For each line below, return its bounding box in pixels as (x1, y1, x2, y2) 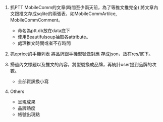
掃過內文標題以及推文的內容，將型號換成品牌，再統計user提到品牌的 (10, 62, 152, 67)
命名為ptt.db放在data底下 (17, 28, 71, 34)
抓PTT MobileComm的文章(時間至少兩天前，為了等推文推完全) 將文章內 (10, 5, 158, 10)
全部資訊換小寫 (17, 78, 49, 84)
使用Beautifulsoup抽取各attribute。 (17, 34, 91, 40)
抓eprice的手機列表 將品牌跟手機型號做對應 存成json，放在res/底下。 (10, 51, 153, 57)
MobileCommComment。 (10, 17, 63, 23)
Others (10, 88, 25, 94)
